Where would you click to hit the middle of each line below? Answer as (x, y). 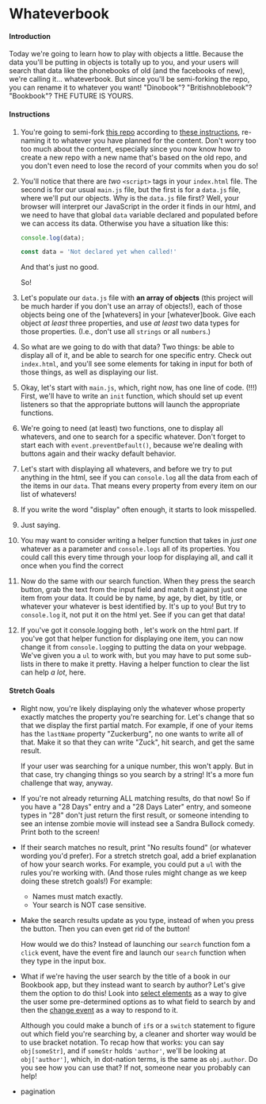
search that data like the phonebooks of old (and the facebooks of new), (127, 71)
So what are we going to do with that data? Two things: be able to (127, 347)
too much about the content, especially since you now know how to (130, 148)
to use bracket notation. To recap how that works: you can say (122, 1042)
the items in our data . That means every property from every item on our (139, 486)
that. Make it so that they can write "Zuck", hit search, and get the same (137, 742)
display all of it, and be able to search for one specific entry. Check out (136, 356)
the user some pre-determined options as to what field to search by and (138, 1002)
